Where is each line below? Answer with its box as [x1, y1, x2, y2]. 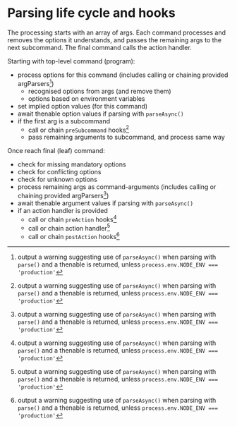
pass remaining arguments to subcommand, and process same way [28, 133, 226, 142]
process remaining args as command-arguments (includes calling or [17, 183, 217, 191]
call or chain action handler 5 [28, 222, 111, 232]
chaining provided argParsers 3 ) [17, 190, 109, 200]
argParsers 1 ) [17, 78, 54, 87]
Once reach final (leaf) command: [7, 147, 106, 155]
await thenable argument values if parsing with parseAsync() [17, 199, 194, 207]
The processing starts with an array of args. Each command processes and [7, 28, 226, 37]
